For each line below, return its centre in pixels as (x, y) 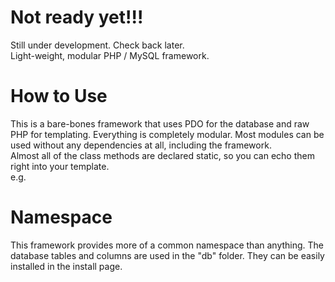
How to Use (59, 96)
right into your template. (60, 166)
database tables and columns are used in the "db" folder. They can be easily (167, 255)
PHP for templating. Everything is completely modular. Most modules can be (167, 134)
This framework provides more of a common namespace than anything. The (167, 245)
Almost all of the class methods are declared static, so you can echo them (162, 155)
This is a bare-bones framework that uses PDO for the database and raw (160, 123)
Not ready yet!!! (77, 17)
